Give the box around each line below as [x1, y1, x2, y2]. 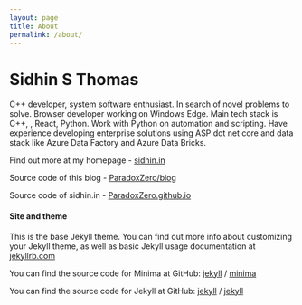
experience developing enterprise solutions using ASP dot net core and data [9, 128, 294, 138]
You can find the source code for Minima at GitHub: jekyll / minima [9, 268, 257, 279]
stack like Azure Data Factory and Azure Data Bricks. [9, 138, 206, 148]
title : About [9, 22, 59, 31]
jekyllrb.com [9, 250, 56, 261]
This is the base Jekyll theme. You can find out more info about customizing [9, 231, 292, 242]
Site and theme [9, 210, 68, 222]
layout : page [9, 13, 59, 23]
